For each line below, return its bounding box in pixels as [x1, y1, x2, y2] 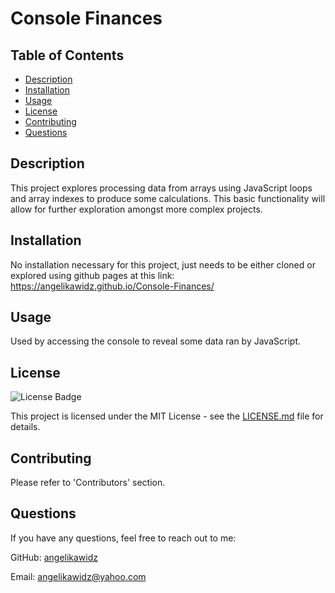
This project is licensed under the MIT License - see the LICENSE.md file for [10, 410, 324, 422]
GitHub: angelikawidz [10, 551, 99, 563]
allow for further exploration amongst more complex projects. [10, 203, 263, 215]
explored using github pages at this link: [10, 269, 175, 281]
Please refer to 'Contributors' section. [10, 477, 166, 489]
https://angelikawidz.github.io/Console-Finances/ [10, 280, 215, 292]
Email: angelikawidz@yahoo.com [10, 570, 147, 582]
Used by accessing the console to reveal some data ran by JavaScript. [10, 335, 301, 347]
